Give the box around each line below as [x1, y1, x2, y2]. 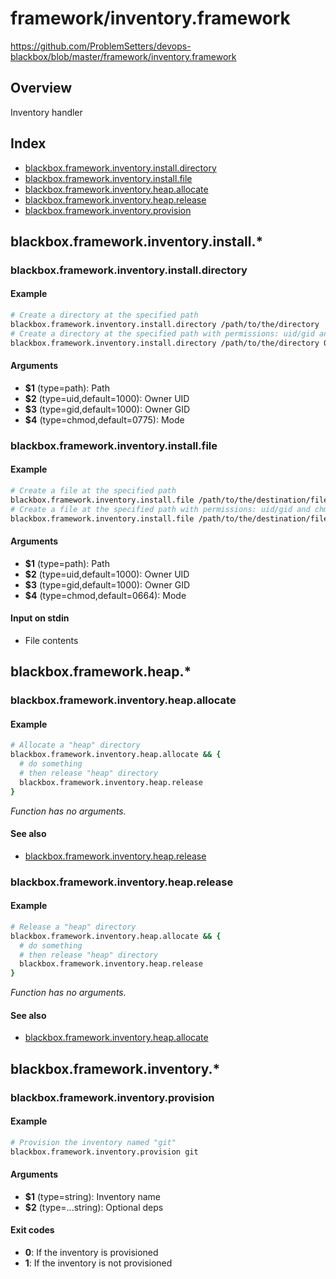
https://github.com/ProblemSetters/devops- [10, 40, 192, 52]
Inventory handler [10, 106, 83, 118]
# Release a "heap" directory [10, 922, 137, 932]
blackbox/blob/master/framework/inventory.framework [10, 50, 237, 62]
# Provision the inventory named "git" [10, 1137, 177, 1147]
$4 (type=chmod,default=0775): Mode [24, 413, 185, 426]
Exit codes [10, 1224, 55, 1236]
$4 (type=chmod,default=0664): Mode [24, 589, 187, 601]
